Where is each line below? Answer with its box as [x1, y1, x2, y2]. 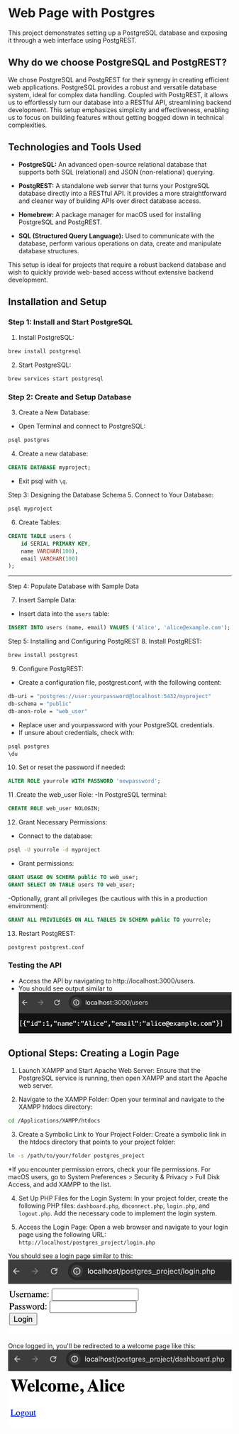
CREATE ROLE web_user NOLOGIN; [8, 805, 101, 812]
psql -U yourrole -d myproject [8, 846, 101, 854]
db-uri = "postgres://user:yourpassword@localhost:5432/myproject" [8, 693, 212, 700]
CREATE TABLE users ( [8, 532, 72, 540]
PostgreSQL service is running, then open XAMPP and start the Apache [18, 1074, 228, 1082]
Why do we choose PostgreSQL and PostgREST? [8, 57, 228, 69]
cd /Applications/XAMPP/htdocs [8, 1117, 101, 1124]
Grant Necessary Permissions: [18, 818, 108, 827]
